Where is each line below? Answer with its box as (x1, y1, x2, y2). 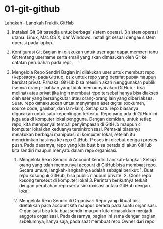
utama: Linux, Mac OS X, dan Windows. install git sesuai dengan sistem (11, 34, 156, 40)
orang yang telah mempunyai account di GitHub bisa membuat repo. (19, 162, 157, 168)
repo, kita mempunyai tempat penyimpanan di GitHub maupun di (11, 121, 142, 127)
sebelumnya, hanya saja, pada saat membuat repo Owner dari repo (19, 218, 155, 224)
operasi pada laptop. (11, 39, 53, 45)
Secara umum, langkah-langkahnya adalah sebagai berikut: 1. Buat (19, 167, 154, 173)
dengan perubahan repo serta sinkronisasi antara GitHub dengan (19, 182, 150, 188)
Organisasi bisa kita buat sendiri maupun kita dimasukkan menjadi (19, 207, 152, 214)
